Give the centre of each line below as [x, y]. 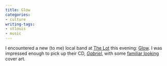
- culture [16, 19]
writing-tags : [20, 24]
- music [13, 34]
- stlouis [16, 29]
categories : [18, 15]
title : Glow [18, 10]
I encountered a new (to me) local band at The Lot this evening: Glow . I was [84, 48]
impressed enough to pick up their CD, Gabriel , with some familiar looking [82, 53]
